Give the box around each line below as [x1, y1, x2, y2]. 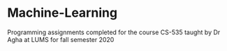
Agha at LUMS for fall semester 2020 [7, 35, 115, 43]
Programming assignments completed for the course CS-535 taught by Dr [7, 28, 221, 36]
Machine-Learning [7, 5, 117, 21]
